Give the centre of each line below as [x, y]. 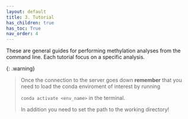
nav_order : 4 [22, 34]
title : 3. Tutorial [30, 17]
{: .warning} [21, 68]
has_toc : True [24, 28]
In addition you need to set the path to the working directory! [95, 109]
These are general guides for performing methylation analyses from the [93, 51]
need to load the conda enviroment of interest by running [90, 86]
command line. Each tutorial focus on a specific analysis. [76, 57]
